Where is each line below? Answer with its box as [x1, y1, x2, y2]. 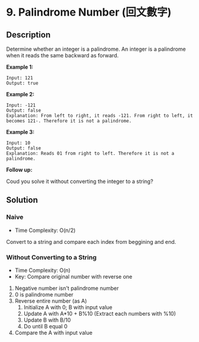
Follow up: [6, 166, 33, 173]
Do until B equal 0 [23, 322, 68, 329]
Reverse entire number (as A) [14, 297, 88, 304]
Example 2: [6, 91, 35, 97]
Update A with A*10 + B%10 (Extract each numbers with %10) [23, 310, 176, 317]
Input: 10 [6, 140, 31, 146]
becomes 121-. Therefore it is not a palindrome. [6, 118, 132, 124]
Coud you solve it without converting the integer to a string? [6, 178, 154, 185]
